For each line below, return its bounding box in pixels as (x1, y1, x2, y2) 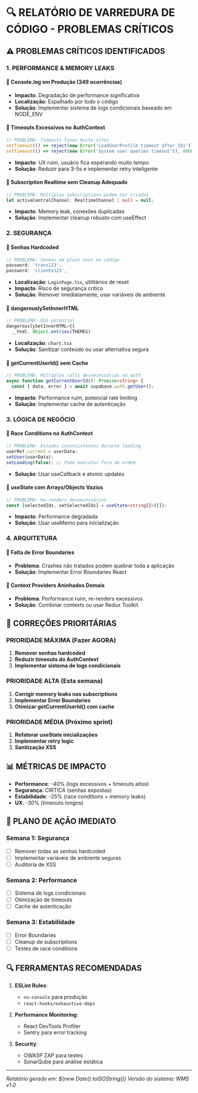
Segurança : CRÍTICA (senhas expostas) (14, 786, 112, 794)
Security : (14, 1040, 38, 1047)
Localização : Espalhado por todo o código (14, 98, 118, 105)
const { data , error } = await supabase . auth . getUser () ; (11, 383, 154, 389)
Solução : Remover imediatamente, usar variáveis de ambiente (14, 291, 166, 298)
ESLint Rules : (14, 982, 48, 989)
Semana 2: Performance (6, 876, 78, 884)
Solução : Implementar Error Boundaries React (14, 568, 127, 575)
